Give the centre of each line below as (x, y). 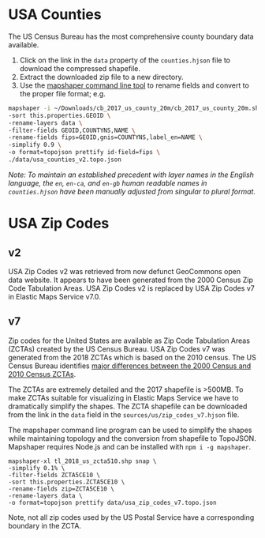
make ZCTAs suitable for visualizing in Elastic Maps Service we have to (123, 397)
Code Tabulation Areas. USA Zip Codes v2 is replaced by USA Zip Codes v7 (131, 288)
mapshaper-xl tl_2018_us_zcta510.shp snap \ (82, 461)
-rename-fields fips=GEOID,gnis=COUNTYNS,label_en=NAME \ (105, 137)
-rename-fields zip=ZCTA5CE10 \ (61, 489)
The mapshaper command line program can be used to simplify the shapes (130, 430)
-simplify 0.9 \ (35, 145)
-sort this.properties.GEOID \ (60, 115)
